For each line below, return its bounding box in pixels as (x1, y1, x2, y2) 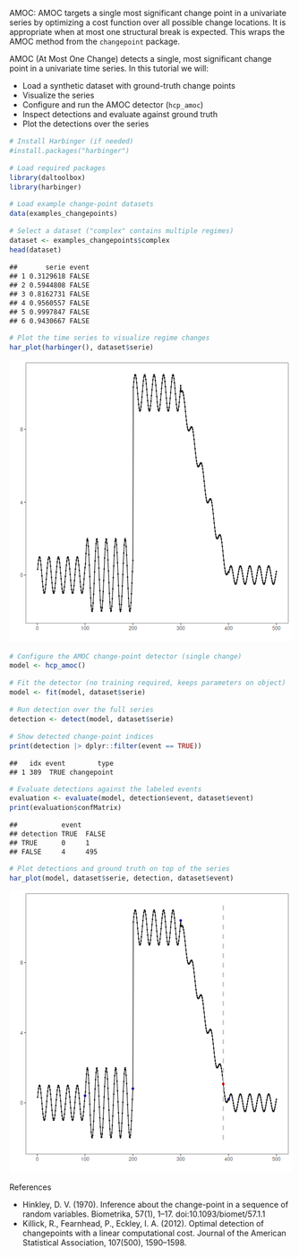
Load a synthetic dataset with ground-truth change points (21, 81, 235, 90)
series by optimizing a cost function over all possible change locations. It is (9, 17, 286, 28)
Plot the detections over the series (21, 118, 149, 129)
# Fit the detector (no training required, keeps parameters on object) (9, 678, 286, 688)
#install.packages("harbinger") (9, 146, 130, 155)
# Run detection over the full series (9, 705, 154, 714)
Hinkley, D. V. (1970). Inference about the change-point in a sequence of (21, 1199, 289, 1210)
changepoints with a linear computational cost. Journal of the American (21, 1227, 286, 1238)
